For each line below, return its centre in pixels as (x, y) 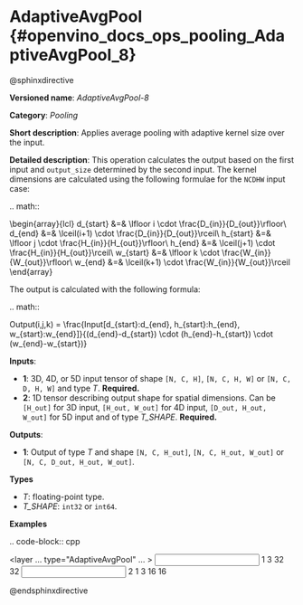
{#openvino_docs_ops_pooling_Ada (147, 36)
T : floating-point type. (63, 496)
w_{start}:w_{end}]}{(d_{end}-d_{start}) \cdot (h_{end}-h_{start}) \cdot (142, 334)
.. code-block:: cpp (45, 541)
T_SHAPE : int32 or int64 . (70, 506)
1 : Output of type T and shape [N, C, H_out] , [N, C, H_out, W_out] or (153, 452)
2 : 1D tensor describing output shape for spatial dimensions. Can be (149, 397)
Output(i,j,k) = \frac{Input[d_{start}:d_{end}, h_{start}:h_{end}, (125, 324)
